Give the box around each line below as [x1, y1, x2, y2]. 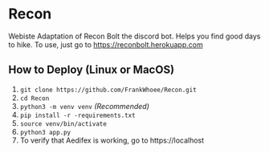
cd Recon [19, 94, 50, 103]
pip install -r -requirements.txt [19, 111, 136, 119]
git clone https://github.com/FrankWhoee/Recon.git [19, 86, 197, 94]
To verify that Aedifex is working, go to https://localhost [19, 135, 205, 145]
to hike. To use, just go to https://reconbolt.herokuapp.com [8, 39, 203, 49]
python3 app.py [19, 128, 71, 136]
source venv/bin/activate [19, 119, 107, 128]
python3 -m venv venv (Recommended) [19, 101, 150, 111]
